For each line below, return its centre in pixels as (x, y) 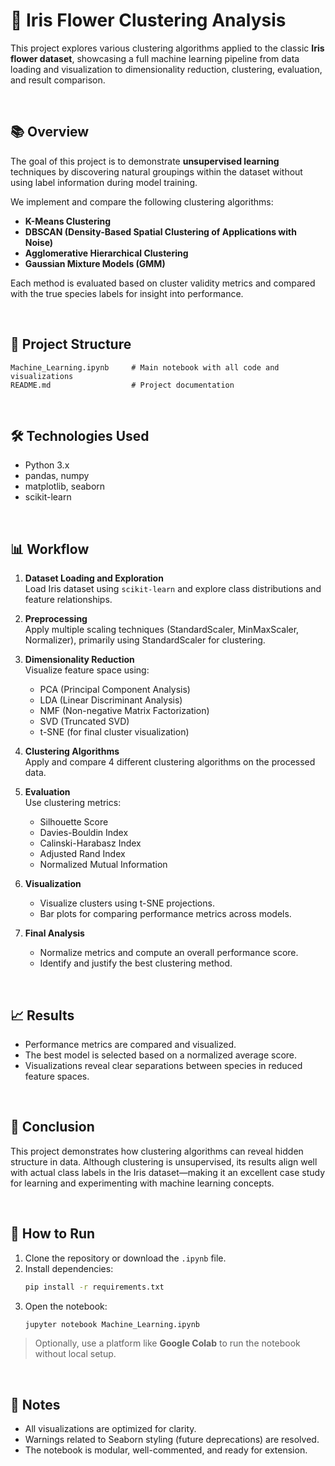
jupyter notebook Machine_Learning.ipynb (112, 1324)
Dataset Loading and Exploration (94, 578)
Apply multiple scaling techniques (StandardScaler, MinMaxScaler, (162, 630)
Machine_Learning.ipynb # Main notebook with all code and (145, 367)
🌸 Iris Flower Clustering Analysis (148, 20)
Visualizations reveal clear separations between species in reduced (163, 1065)
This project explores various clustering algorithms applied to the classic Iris (167, 48)
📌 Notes (35, 1404)
